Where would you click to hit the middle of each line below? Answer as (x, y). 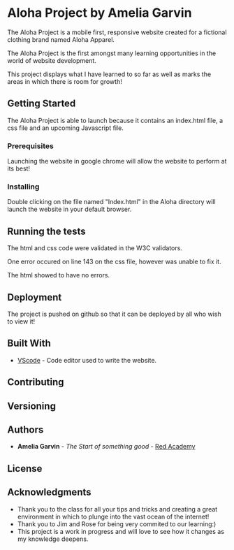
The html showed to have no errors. (59, 275)
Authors (25, 429)
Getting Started (42, 104)
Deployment (35, 297)
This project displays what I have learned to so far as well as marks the (109, 74)
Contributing (36, 382)
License (25, 469)
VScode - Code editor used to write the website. (87, 360)
